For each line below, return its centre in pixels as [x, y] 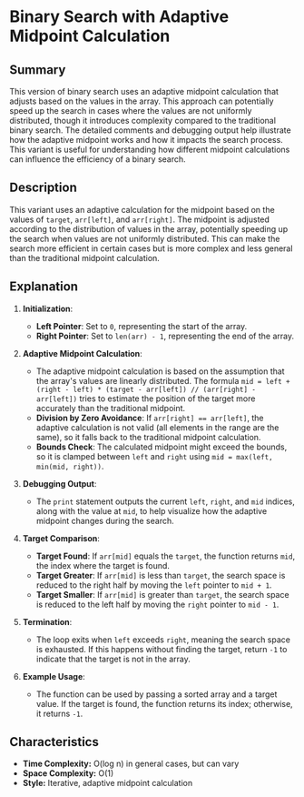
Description [43, 188]
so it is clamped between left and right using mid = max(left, [155, 456]
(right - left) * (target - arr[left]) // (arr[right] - [146, 389]
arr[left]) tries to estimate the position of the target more [146, 398]
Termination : [47, 621]
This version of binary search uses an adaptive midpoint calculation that [144, 91]
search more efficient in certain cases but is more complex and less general [151, 248]
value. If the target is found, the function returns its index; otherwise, [164, 703]
